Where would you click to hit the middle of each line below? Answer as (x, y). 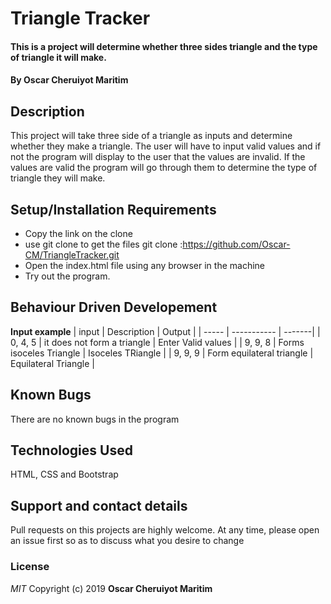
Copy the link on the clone (78, 233)
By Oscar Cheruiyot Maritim (69, 80)
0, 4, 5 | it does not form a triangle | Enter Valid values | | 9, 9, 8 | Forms (157, 342)
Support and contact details (99, 505)
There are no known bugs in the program (95, 419)
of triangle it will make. (58, 57)
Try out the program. (67, 276)
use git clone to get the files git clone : (103, 244)
